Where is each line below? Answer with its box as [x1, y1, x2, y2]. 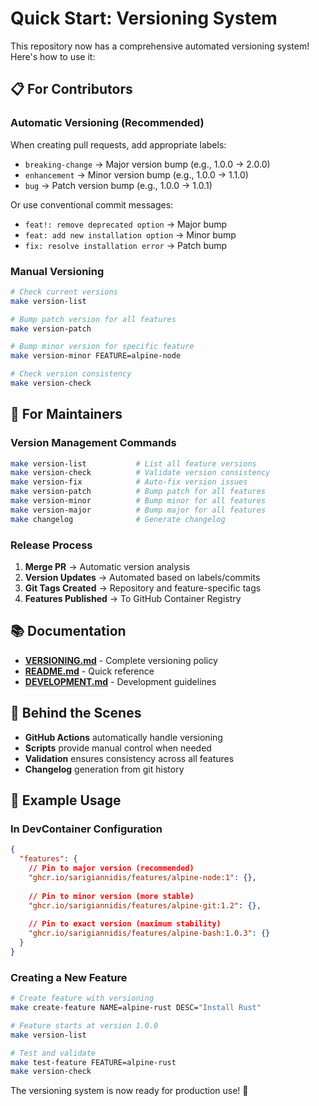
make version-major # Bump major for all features [10, 505, 267, 515]
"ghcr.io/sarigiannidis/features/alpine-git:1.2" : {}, [28, 900, 262, 911]
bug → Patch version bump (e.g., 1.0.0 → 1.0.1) [24, 179, 213, 191]
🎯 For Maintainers [10, 406, 123, 423]
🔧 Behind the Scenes [10, 705, 142, 722]
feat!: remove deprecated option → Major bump [24, 218, 228, 230]
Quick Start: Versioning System [10, 7, 278, 30]
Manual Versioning [10, 264, 105, 278]
